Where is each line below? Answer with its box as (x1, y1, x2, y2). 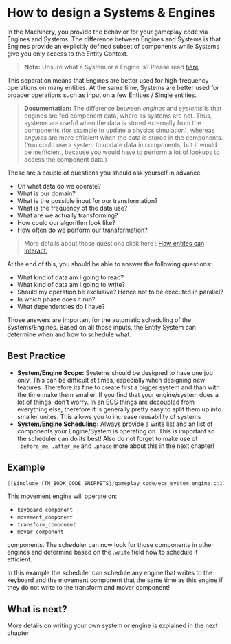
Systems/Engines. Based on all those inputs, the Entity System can (7, 323, 196, 331)
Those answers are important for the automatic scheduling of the (7, 315, 192, 324)
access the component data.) (23, 155, 108, 163)
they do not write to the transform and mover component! (7, 583, 170, 592)
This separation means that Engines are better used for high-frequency (7, 76, 209, 84)
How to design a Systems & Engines (7, 5, 216, 21)
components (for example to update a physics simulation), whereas (23, 126, 215, 134)
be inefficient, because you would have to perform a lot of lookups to (23, 148, 220, 156)
